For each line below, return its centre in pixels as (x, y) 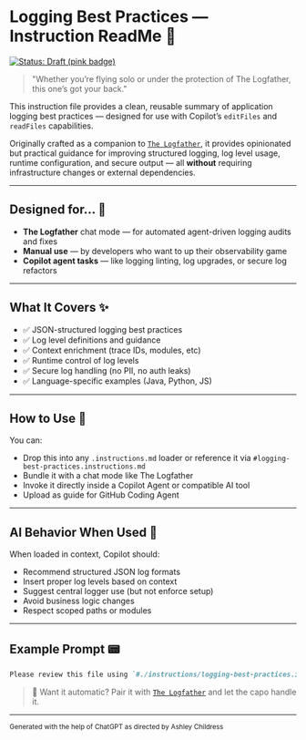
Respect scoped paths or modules (87, 611)
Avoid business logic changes (78, 601)
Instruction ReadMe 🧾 (93, 36)
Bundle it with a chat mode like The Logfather (108, 476)
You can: (26, 440)
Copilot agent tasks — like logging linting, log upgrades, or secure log (154, 261)
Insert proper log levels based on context (100, 581)
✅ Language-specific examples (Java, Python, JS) (117, 381)
